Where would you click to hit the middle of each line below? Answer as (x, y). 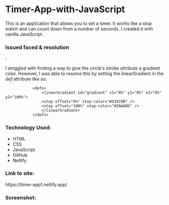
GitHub (20, 155)
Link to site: (20, 174)
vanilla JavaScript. (25, 34)
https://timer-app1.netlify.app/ (36, 184)
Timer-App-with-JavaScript (65, 9)
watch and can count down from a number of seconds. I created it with (79, 28)
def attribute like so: (26, 79)
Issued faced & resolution (37, 47)
